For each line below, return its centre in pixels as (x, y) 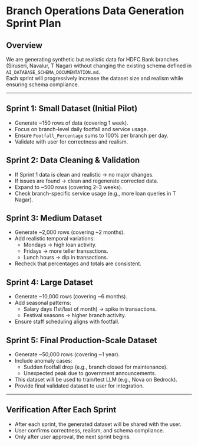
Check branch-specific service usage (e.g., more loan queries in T (95, 193)
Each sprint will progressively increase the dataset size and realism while (95, 78)
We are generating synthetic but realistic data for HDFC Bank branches (92, 59)
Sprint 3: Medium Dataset (54, 218)
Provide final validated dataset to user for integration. (79, 386)
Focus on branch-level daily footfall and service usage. (81, 129)
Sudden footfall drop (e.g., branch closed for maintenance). (95, 367)
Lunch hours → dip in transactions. (66, 258)
